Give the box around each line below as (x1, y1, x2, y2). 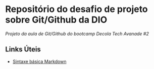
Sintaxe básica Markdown (12, 58, 67, 64)
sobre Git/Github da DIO (5, 14, 108, 25)
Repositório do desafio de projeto (5, 3, 148, 15)
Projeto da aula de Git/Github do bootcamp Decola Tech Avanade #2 (5, 30, 149, 36)
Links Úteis (5, 45, 41, 53)
